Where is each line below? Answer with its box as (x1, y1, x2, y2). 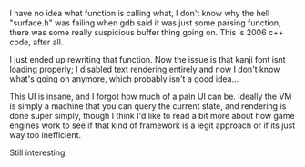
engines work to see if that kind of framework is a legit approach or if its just (9, 120, 296, 131)
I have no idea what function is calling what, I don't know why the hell (9, 8, 270, 18)
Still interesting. (9, 147, 68, 158)
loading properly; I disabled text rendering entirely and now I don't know (9, 64, 280, 74)
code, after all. (9, 36, 64, 47)
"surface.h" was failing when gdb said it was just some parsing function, (9, 17, 281, 28)
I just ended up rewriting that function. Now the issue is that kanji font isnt (9, 54, 286, 64)
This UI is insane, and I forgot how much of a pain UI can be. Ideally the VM (9, 91, 292, 102)
